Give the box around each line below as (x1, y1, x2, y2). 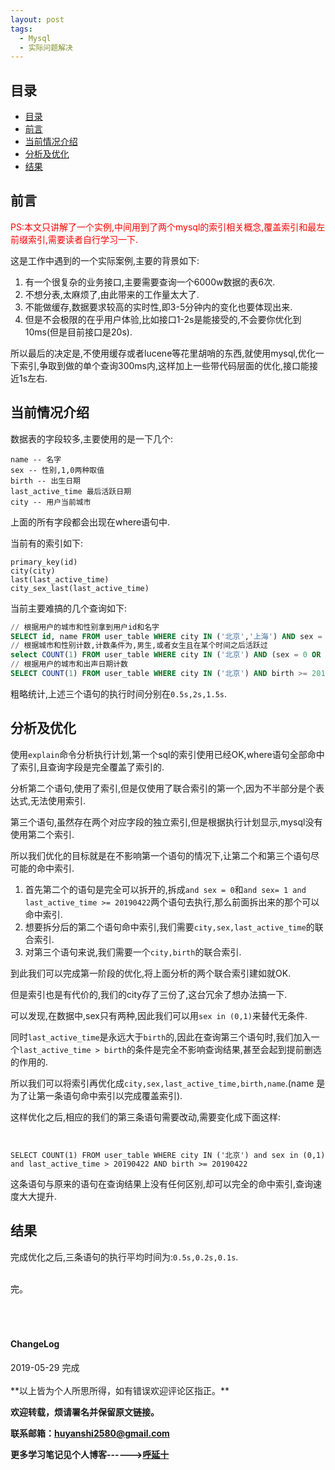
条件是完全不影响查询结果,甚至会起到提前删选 (134, 1043, 322, 1055)
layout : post (10, 14, 65, 25)
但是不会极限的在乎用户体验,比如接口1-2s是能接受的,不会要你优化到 (24, 313, 302, 325)
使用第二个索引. (10, 828, 75, 840)
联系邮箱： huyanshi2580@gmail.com (10, 1427, 170, 1439)
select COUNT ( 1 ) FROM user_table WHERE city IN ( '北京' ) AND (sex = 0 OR (10, 650, 322, 660)
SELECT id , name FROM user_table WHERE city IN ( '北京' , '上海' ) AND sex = (10, 631, 323, 641)
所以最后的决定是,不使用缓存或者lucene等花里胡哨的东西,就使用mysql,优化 (10, 347, 316, 359)
